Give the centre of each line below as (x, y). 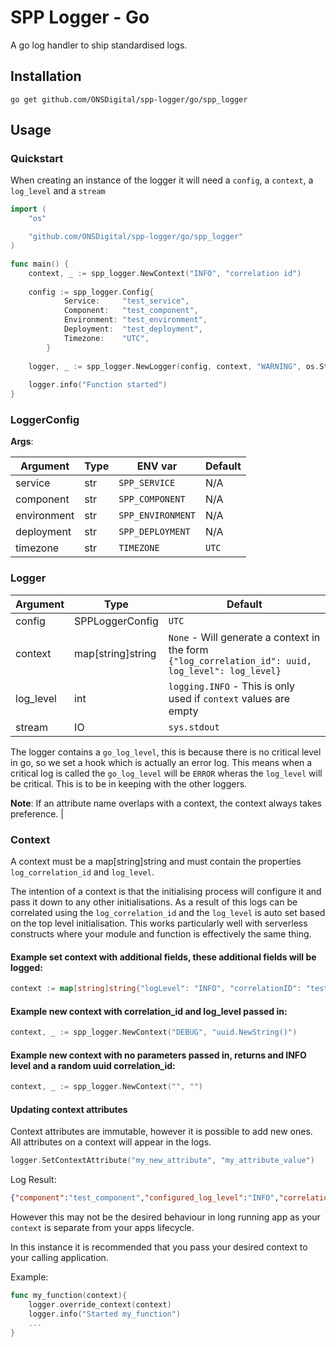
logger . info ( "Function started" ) (98, 385)
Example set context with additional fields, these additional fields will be (163, 957)
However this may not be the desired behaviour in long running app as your (165, 1217)
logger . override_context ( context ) (100, 1305)
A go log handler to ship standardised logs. (99, 45)
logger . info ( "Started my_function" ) (105, 1314)
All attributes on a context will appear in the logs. (111, 1142)
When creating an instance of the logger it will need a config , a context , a (162, 180)
